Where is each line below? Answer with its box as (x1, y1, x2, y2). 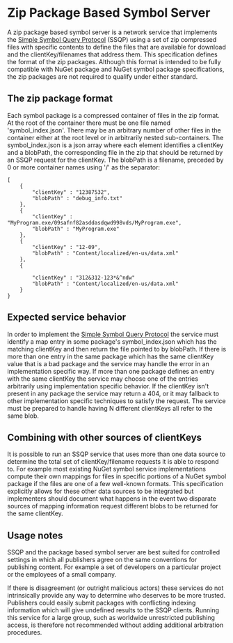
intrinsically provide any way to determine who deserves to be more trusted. (7, 591, 226, 600)
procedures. (7, 628, 42, 637)
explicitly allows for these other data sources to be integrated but (7, 487, 194, 496)
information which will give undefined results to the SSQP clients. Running (7, 606, 220, 614)
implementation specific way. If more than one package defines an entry (7, 367, 215, 375)
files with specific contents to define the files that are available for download (7, 43, 226, 51)
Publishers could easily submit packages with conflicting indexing (7, 598, 196, 607)
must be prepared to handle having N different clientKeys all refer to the (7, 404, 213, 412)
